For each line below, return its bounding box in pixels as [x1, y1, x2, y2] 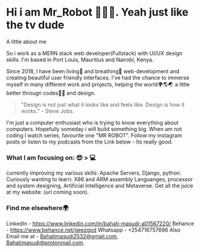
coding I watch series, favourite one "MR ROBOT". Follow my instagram [6, 131, 183, 139]
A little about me [6, 38, 47, 45]
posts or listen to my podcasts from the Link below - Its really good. [6, 138, 173, 145]
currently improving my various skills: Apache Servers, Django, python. [6, 169, 181, 176]
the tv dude [6, 18, 65, 32]
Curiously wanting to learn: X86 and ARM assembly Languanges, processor [6, 176, 193, 183]
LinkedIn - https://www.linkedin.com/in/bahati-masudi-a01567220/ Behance [6, 220, 195, 227]
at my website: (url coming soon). [6, 188, 89, 196]
